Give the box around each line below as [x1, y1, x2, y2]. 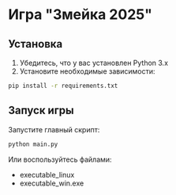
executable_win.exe [19, 178, 84, 188]
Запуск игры [8, 104, 75, 117]
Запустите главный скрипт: [8, 124, 100, 134]
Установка [8, 37, 63, 51]
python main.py [8, 140, 58, 148]
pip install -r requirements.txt [8, 82, 118, 90]
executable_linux [19, 170, 75, 179]
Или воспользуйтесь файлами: [8, 155, 112, 164]
